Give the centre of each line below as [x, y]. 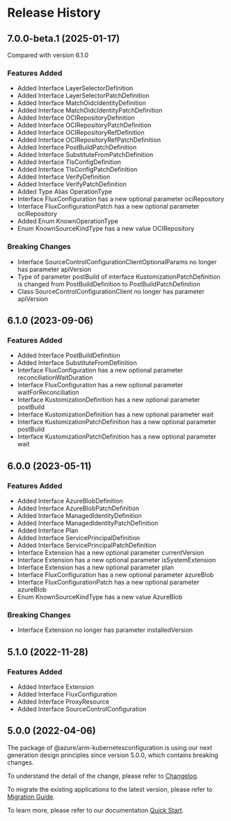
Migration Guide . [31, 797]
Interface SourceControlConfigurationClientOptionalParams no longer [117, 261]
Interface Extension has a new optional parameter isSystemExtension [117, 560]
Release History [54, 13]
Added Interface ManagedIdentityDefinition [79, 515]
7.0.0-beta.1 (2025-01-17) [64, 39]
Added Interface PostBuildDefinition [69, 355]
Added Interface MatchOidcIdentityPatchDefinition [90, 111]
